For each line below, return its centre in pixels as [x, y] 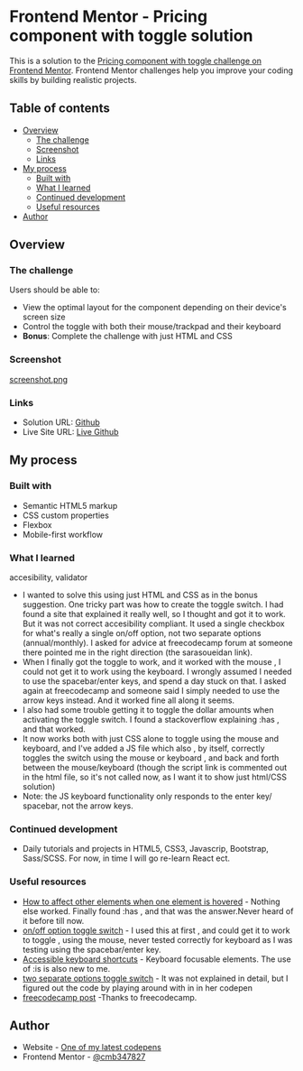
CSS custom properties [66, 515]
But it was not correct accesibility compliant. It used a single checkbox [154, 623]
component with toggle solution [131, 36]
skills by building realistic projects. [73, 79]
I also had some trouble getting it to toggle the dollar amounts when [148, 710]
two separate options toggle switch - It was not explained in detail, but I [155, 978]
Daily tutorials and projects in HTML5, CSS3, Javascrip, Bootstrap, [145, 849]
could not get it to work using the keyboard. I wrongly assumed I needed [157, 672]
